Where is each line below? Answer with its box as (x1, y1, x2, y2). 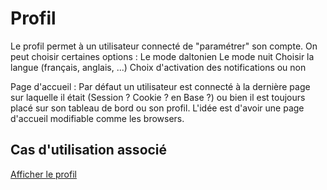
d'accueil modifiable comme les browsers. (10, 112, 185, 124)
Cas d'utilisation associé (10, 142, 168, 159)
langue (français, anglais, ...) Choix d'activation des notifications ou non (10, 61, 307, 73)
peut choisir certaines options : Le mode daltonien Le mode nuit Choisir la (10, 50, 315, 62)
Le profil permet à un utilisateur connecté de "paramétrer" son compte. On (10, 40, 318, 52)
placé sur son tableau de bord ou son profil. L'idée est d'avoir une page (10, 102, 305, 114)
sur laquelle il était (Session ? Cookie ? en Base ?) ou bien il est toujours (10, 91, 306, 103)
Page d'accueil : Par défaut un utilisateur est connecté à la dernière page (10, 80, 311, 92)
